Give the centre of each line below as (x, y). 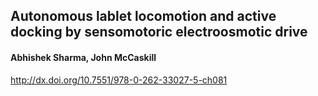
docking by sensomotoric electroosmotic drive (159, 32)
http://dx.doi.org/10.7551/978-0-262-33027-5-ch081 (119, 80)
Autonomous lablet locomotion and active (143, 16)
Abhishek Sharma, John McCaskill (83, 57)
